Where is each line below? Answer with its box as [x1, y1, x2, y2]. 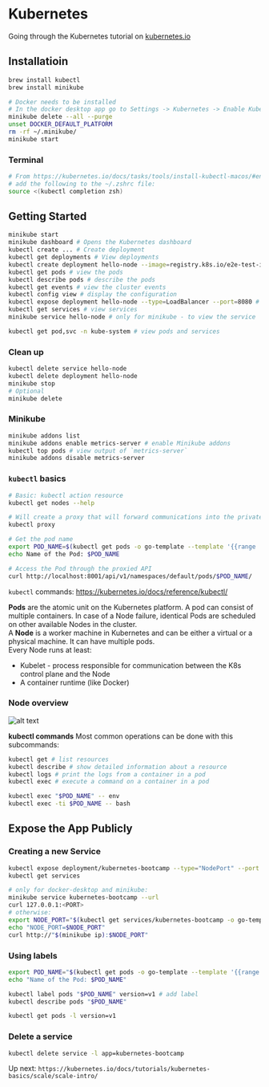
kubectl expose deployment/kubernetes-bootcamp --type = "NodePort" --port [8, 864, 260, 872]
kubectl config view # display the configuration [8, 291, 178, 299]
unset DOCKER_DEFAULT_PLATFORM [8, 120, 113, 128]
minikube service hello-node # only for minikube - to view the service [8, 313, 256, 321]
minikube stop [8, 379, 56, 388]
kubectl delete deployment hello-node [8, 373, 138, 381]
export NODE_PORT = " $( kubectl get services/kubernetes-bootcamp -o [8, 916, 235, 924]
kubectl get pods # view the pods [8, 268, 124, 276]
